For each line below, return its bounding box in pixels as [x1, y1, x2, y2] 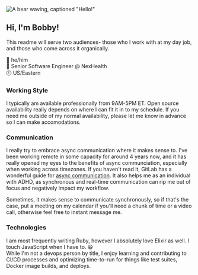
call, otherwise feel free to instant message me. [6, 209, 123, 216]
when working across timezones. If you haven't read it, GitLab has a [6, 166, 172, 173]
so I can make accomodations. [6, 119, 81, 126]
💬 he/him [6, 56, 28, 63]
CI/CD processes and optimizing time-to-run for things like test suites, [6, 255, 178, 263]
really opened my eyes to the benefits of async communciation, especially [6, 159, 188, 167]
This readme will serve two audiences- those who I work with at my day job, [6, 39, 192, 46]
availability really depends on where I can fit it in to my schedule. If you [6, 106, 180, 113]
